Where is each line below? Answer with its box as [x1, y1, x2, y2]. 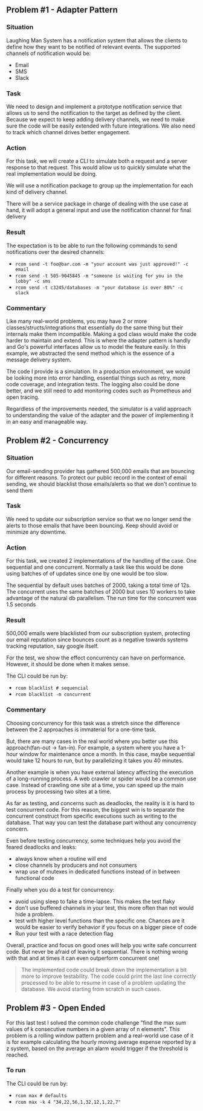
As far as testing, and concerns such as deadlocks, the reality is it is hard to [6, 799, 195, 806]
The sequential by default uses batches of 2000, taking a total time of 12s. [6, 581, 191, 589]
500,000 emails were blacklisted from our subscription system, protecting [6, 630, 190, 637]
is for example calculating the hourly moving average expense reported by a [6, 1038, 196, 1045]
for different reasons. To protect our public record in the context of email [6, 474, 187, 481]
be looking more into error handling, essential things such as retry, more [6, 374, 186, 381]
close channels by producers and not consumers [14, 861, 137, 869]
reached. [6, 1051, 29, 1058]
